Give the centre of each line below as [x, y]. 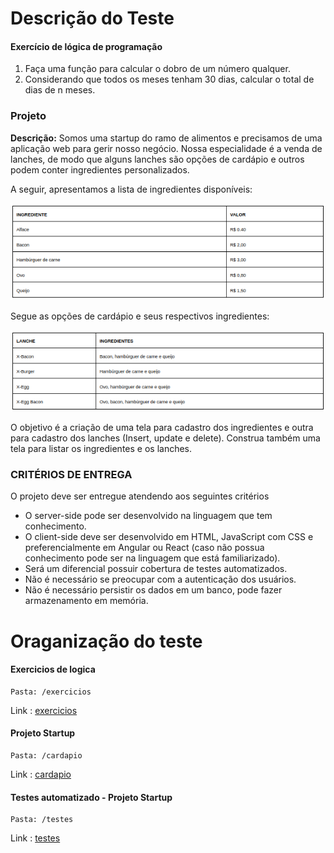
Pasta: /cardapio [46, 756]
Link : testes [35, 838]
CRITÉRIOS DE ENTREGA [71, 475]
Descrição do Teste [92, 18]
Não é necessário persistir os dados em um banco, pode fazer [153, 590]
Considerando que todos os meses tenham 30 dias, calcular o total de [169, 79]
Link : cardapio [41, 774]
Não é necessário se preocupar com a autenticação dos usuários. [160, 579]
